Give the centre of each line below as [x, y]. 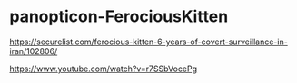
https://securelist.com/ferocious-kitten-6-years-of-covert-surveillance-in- [148, 41]
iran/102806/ [34, 51]
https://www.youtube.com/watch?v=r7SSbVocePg [104, 69]
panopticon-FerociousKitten [119, 17]
